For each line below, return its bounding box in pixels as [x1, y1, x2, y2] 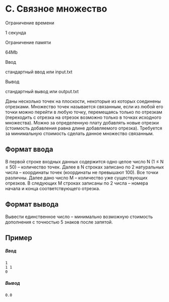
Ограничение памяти [5, 39, 51, 46]
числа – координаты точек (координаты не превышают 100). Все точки [5, 169, 158, 175]
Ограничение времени [5, 20, 54, 26]
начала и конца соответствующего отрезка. [5, 185, 100, 191]
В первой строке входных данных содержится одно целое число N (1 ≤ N [5, 158, 164, 164]
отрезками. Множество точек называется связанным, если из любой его [5, 103, 163, 109]
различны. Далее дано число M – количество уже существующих [5, 175, 148, 181]
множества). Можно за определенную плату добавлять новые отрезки [5, 119, 159, 125]
